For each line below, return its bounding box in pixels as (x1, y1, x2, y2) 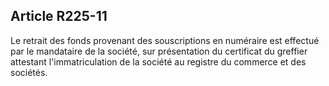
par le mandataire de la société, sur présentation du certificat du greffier (10, 45, 308, 57)
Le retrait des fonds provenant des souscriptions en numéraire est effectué (10, 34, 320, 46)
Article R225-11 (10, 8, 108, 25)
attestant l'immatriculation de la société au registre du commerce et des (10, 55, 307, 68)
